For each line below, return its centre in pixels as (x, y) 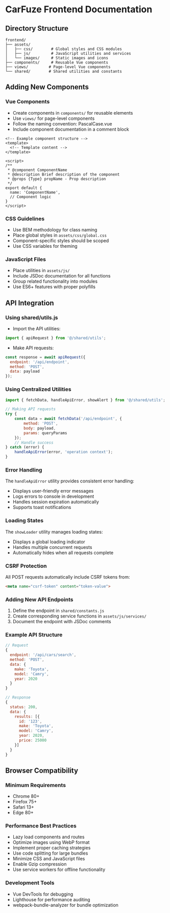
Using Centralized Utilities (38, 389)
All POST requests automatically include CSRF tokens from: (68, 577)
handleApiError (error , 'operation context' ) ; (64, 452)
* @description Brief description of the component (64, 174)
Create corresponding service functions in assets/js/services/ (79, 616)
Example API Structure (34, 635)
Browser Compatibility (42, 770)
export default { (24, 188)
